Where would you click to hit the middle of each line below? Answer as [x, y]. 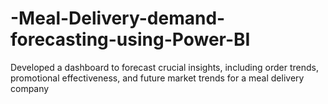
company [30, 88]
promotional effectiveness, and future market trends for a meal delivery [157, 78]
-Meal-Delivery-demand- [118, 18]
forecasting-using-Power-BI [130, 39]
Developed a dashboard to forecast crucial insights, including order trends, [164, 67]
